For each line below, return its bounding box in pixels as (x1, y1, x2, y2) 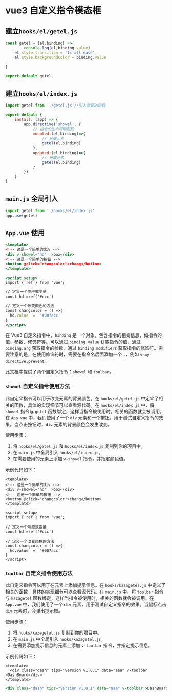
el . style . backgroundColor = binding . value (14, 55, 106, 60)
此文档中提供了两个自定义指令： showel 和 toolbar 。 (5, 369, 114, 375)
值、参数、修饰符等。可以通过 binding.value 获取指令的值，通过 (5, 339, 141, 345)
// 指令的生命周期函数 (32, 126, 74, 132)
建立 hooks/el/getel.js (5, 27, 78, 35)
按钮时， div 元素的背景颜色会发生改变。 (27, 421, 113, 427)
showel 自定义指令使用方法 (5, 383, 70, 390)
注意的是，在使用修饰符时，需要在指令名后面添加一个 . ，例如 (9, 351, 139, 357)
